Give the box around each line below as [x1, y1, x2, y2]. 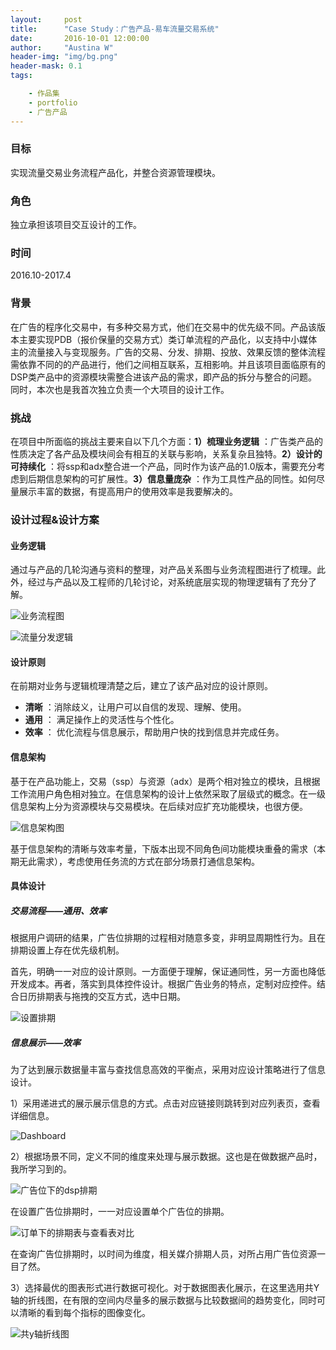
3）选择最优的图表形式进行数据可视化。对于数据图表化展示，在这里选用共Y [10, 1282, 320, 1294]
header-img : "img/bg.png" [10, 52, 118, 62]
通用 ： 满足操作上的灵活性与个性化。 [24, 714, 180, 726]
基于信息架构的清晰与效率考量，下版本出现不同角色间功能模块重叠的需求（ [10, 842, 317, 855]
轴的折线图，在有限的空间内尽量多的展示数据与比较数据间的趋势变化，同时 [10, 1294, 317, 1306]
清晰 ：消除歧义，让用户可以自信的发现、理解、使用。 [24, 701, 247, 713]
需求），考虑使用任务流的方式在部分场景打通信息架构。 [36, 855, 260, 867]
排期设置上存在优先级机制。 [10, 944, 125, 956]
